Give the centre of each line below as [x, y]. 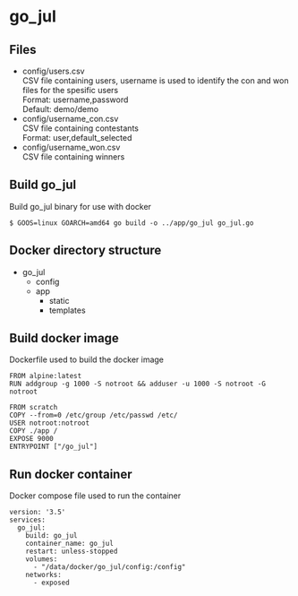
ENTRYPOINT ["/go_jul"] [54, 447]
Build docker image [64, 338]
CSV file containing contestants [80, 128]
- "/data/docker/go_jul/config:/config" [109, 567]
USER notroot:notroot [50, 423]
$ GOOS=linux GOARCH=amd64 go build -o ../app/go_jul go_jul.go [132, 223]
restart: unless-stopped [72, 552]
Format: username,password [75, 99]
